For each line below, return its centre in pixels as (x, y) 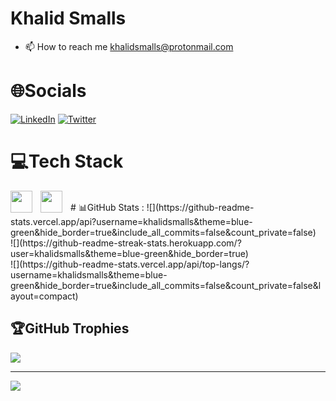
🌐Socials (48, 91)
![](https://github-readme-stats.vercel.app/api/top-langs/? (130, 264)
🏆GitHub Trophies (70, 328)
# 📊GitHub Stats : (107, 207)
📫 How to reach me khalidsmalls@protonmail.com (129, 46)
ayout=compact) (44, 296)
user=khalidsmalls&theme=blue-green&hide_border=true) (129, 253)
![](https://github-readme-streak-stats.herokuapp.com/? (126, 243)
